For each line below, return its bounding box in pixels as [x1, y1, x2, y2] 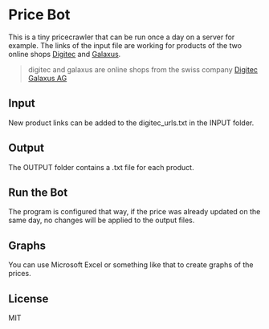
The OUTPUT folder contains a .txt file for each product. [8, 162, 194, 172]
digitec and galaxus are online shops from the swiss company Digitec [27, 64, 259, 74]
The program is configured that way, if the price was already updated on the [8, 207, 261, 217]
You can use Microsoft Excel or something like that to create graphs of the [8, 260, 255, 270]
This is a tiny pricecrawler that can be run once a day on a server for [8, 32, 235, 42]
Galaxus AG [27, 73, 67, 83]
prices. [8, 269, 31, 278]
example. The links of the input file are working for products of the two [8, 40, 243, 50]
